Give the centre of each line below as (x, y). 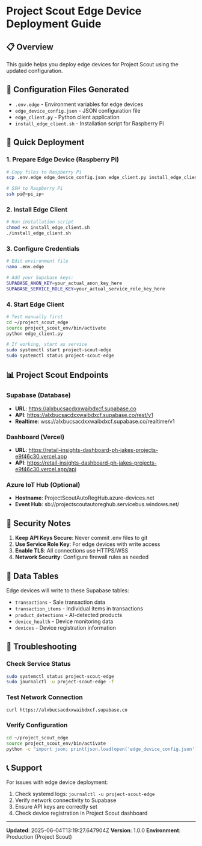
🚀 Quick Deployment (45, 143)
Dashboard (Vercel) (35, 437)
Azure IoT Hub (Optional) (43, 484)
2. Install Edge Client (37, 209)
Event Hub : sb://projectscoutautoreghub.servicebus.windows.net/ (97, 504)
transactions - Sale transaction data (60, 602)
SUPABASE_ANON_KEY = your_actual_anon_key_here (64, 283)
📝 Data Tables (32, 576)
